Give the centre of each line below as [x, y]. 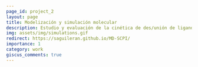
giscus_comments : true [34, 55]
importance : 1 [24, 44]
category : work [25, 50]
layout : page [22, 17]
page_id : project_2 [30, 11]
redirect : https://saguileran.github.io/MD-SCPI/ [68, 38]
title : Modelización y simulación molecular [62, 22]
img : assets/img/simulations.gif [47, 33]
